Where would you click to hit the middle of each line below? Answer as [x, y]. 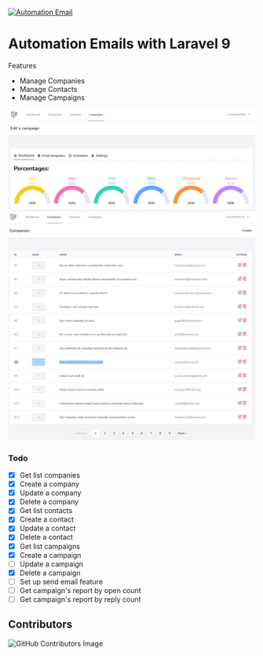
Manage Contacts [48, 89]
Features [22, 65]
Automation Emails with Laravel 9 [119, 44]
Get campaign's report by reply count [80, 599]
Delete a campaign [50, 573]
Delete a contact [46, 537]
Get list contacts [46, 511]
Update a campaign [51, 564]
